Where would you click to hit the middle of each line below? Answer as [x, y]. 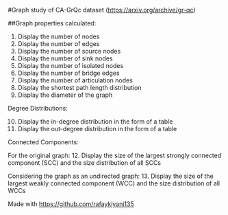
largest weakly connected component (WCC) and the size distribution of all [114, 183]
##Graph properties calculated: [52, 23]
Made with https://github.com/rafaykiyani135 [71, 204]
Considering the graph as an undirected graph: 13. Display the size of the [111, 176]
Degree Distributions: [38, 108]
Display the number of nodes [59, 36]
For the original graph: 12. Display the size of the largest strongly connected [115, 155]
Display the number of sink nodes [65, 58]
